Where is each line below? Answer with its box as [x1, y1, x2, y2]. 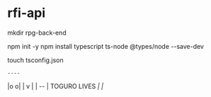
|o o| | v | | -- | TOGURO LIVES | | [7, 81, 104, 90]
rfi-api [7, 5, 46, 21]
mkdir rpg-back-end [7, 28, 67, 37]
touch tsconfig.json [7, 55, 64, 64]
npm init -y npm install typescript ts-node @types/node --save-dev [7, 42, 204, 50]
